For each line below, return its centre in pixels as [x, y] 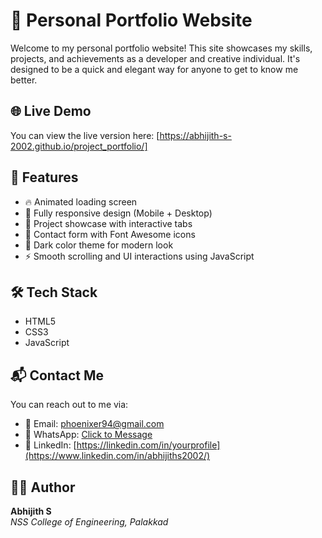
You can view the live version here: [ [85, 135]
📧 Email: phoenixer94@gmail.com [94, 424]
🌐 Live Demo [51, 111]
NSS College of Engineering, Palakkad [89, 522]
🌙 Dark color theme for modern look [99, 245]
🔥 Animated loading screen [81, 201]
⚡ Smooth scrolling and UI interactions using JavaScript [139, 256]
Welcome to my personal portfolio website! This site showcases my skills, [161, 48]
